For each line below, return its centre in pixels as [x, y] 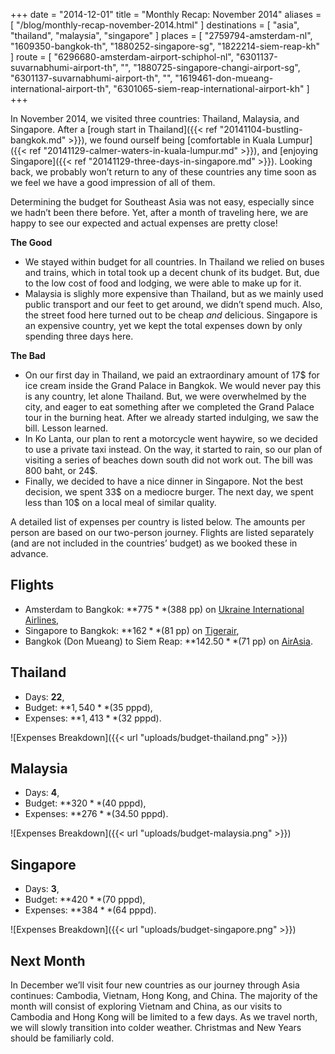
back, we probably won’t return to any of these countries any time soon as [163, 172]
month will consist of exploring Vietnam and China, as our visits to [146, 1006]
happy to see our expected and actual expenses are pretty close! [144, 223]
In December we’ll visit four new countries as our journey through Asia [155, 985]
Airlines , [42, 620]
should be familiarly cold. [62, 1038]
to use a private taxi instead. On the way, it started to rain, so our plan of [173, 449]
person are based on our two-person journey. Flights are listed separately [162, 532]
